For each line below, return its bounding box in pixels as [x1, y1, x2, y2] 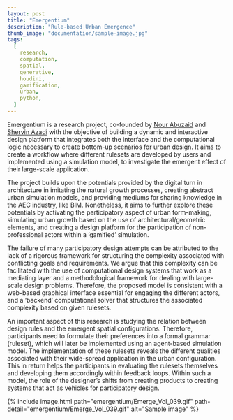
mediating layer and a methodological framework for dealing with [7, 273, 195, 282]
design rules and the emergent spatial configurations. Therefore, [7, 324, 193, 333]
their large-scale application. [7, 165, 90, 173]
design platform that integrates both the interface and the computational [7, 135, 215, 143]
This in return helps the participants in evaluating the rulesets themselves [7, 361, 218, 370]
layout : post [7, 10, 45, 17]
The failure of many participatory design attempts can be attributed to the [7, 244, 219, 252]
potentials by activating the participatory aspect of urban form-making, [7, 208, 211, 217]
